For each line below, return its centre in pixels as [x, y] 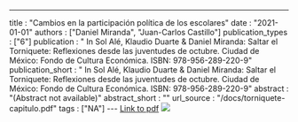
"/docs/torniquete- [251, 98]
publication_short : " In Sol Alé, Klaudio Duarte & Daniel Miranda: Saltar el [143, 70]
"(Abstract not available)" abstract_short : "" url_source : [112, 98]
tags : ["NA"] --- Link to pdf [109, 108]
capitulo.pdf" [33, 108]
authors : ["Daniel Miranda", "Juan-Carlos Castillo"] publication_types [161, 32]
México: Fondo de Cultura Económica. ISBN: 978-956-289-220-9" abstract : [149, 88]
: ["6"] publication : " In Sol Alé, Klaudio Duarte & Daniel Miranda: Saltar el [144, 42]
